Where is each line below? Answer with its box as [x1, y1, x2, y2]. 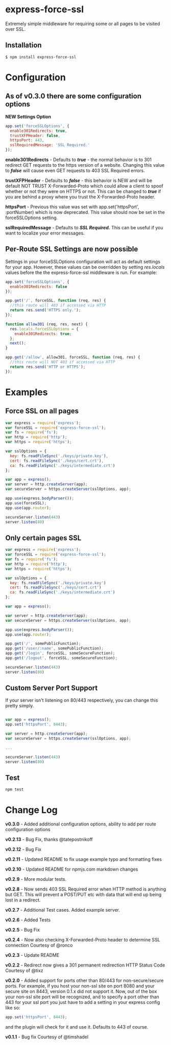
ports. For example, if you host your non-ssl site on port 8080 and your [5, 983, 155, 989]
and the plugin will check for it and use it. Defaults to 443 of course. [5, 1024, 149, 1030]
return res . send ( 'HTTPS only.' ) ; [10, 308, 81, 313]
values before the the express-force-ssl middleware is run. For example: [5, 269, 157, 275]
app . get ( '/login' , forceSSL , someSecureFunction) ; [5, 650, 115, 656]
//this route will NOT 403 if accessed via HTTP [10, 360, 115, 365]
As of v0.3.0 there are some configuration [5, 92, 142, 101]
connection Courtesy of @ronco [5, 942, 73, 949]
